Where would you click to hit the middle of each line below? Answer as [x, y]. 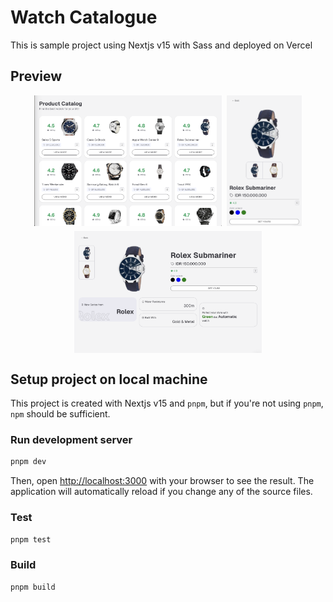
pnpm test [31, 539]
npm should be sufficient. [60, 414]
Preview [36, 76]
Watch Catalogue [84, 17]
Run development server [71, 440]
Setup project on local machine [109, 379]
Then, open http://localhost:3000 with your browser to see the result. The [162, 481]
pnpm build [33, 587]
